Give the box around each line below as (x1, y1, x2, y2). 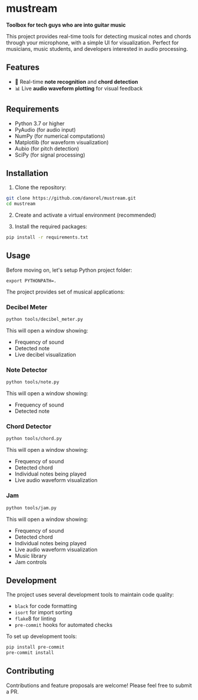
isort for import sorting (14, 609, 73, 616)
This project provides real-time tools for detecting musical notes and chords (6, 32, 191, 40)
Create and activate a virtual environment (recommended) (14, 211, 157, 219)
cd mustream (6, 201, 35, 207)
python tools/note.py (6, 379, 60, 385)
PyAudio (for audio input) (14, 126, 76, 133)
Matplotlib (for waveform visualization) (14, 138, 109, 146)
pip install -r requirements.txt (6, 235, 89, 240)
